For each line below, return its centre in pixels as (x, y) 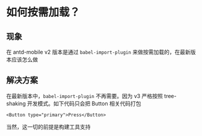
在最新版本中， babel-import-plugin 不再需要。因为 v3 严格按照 (85, 96)
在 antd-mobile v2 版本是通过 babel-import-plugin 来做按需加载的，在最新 (98, 52)
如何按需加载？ (43, 12)
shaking (16, 104)
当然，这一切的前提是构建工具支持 (48, 126)
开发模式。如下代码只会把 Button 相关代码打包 (84, 104)
